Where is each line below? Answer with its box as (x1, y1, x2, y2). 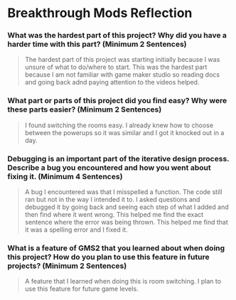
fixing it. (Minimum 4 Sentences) (7, 171, 123, 181)
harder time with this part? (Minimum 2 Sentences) (7, 39, 187, 49)
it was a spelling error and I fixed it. (24, 225, 128, 234)
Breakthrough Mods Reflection (7, 5, 193, 21)
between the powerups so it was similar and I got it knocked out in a (24, 128, 225, 136)
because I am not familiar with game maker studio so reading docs (24, 70, 220, 79)
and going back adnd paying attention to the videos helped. (24, 78, 200, 87)
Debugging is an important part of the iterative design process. (7, 154, 230, 164)
